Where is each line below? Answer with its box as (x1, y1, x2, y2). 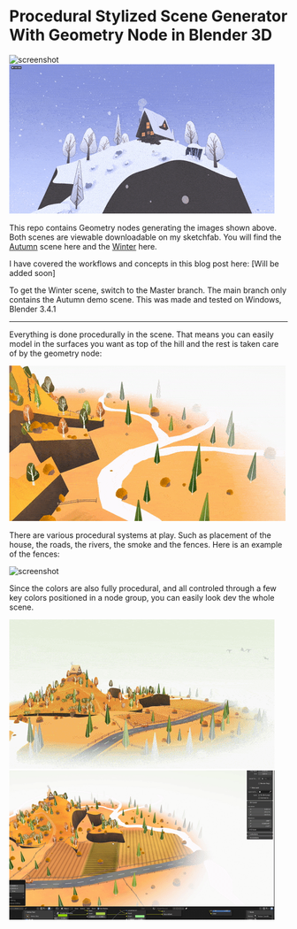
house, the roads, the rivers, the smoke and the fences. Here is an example (9, 539, 283, 549)
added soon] (9, 267, 56, 278)
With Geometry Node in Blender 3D (9, 25, 272, 45)
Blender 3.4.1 (9, 303, 57, 314)
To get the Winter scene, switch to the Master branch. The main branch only (9, 285, 287, 296)
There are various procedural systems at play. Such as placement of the (9, 529, 272, 541)
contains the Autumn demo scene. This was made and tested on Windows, (9, 294, 282, 304)
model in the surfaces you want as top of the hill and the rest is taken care (9, 338, 279, 349)
